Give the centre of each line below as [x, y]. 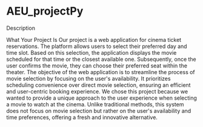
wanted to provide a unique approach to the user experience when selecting [101, 98]
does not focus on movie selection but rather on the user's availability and [99, 111]
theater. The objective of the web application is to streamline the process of [101, 72]
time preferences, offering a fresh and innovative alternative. [82, 117]
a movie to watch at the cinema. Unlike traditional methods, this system [95, 104]
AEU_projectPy [45, 11]
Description [21, 28]
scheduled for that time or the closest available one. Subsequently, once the [101, 59]
